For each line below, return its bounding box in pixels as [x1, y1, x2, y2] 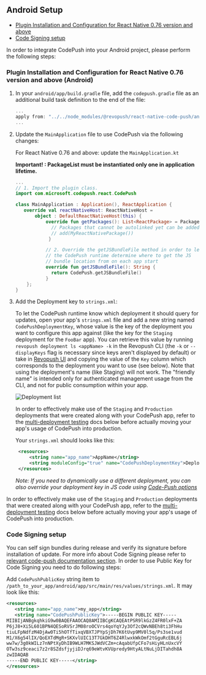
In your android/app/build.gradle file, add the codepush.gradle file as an [15, 90, 199, 97]
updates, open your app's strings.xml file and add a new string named [15, 316, 195, 324]
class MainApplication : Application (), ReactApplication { [15, 202, 172, 208]
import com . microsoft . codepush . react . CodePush [15, 190, 137, 197]
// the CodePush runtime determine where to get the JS [45, 253, 191, 259]
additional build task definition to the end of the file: [15, 96, 146, 104]
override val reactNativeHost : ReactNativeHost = [23, 207, 153, 214]
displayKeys [15, 350, 46, 357]
